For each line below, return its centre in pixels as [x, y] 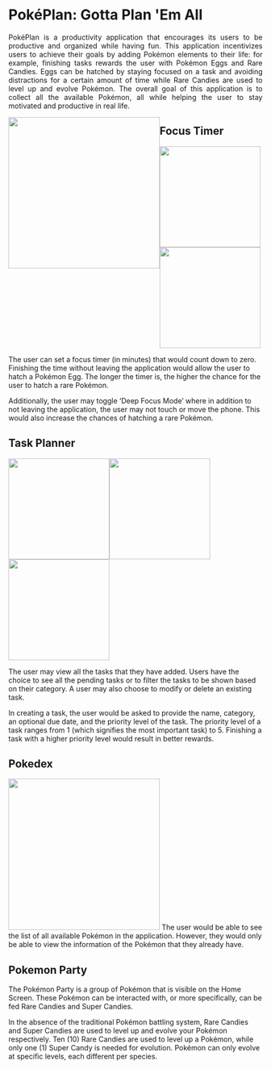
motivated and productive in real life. [69, 106]
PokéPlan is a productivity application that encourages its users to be [135, 37]
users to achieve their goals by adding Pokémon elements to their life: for [135, 54]
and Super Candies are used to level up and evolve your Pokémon [118, 1031]
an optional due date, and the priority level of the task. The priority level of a [135, 721]
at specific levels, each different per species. [83, 1056]
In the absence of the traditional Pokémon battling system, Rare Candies [128, 1022]
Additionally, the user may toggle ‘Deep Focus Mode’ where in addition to [130, 400]
